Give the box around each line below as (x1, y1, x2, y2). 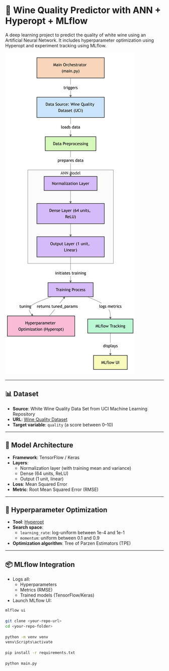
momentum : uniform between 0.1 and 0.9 (20, 535, 100, 541)
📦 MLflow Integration (5, 560, 75, 569)
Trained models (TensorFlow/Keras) (20, 592, 95, 598)
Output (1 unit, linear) (20, 475, 64, 482)
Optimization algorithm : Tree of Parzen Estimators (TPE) (12, 540, 131, 546)
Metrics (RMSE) (20, 587, 53, 593)
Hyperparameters (20, 581, 57, 588)
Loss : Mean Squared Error (12, 481, 67, 487)
